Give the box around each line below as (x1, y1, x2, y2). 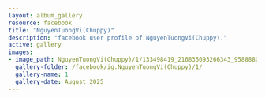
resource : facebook (8, 19, 73, 27)
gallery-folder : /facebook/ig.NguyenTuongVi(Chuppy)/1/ (15, 63, 203, 71)
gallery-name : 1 (15, 70, 69, 78)
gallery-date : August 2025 (15, 77, 104, 85)
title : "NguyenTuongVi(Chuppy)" (8, 26, 114, 34)
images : (8, 48, 34, 56)
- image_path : (8, 56, 55, 64)
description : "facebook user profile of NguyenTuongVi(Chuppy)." (8, 33, 227, 42)
